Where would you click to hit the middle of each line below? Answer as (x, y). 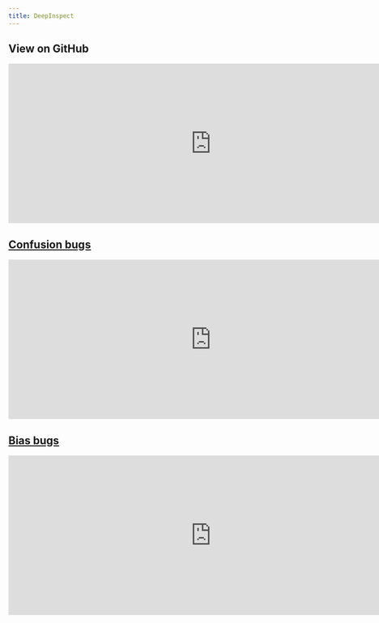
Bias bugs (34, 440)
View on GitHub (49, 49)
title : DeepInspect (41, 16)
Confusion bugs (50, 244)
